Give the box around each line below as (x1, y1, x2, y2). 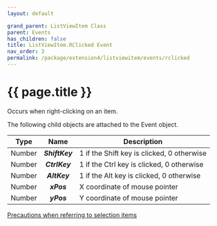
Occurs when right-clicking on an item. (7, 107, 118, 115)
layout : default (7, 10, 54, 17)
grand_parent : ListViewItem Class (7, 22, 107, 30)
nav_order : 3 (7, 48, 45, 55)
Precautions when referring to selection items (7, 211, 137, 219)
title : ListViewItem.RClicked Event (7, 42, 113, 49)
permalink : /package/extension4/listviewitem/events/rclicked (7, 54, 190, 62)
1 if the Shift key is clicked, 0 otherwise (79, 148, 207, 158)
